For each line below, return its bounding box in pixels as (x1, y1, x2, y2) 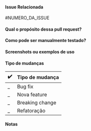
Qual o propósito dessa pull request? (5, 26, 82, 32)
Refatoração (17, 107, 46, 114)
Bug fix (17, 83, 33, 90)
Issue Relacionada (5, 4, 43, 10)
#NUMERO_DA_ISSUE (5, 15, 50, 21)
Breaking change (17, 99, 57, 106)
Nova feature (17, 91, 48, 98)
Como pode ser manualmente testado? (5, 38, 87, 44)
